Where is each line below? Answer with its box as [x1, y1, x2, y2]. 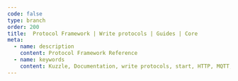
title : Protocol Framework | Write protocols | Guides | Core [7, 30, 198, 37]
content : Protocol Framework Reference [20, 50, 138, 57]
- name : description [13, 43, 74, 50]
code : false [7, 10, 42, 18]
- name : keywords [13, 56, 65, 63]
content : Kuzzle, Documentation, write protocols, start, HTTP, [20, 63, 214, 70]
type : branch [7, 17, 46, 24]
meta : [7, 37, 23, 44]
